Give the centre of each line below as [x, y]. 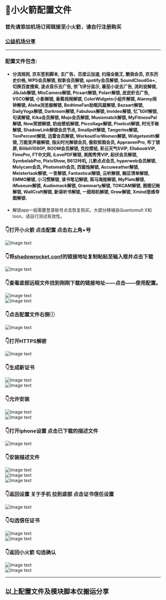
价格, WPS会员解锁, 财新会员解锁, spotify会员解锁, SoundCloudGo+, [87, 80]
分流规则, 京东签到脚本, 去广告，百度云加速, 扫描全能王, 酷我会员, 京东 [83, 74]
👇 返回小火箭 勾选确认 [31, 552]
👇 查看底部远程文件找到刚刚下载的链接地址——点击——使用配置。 [83, 283]
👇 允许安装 [17, 399]
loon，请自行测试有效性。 [39, 216]
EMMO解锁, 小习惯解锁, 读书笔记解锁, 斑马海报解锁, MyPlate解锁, [79, 179]
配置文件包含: [21, 61]
